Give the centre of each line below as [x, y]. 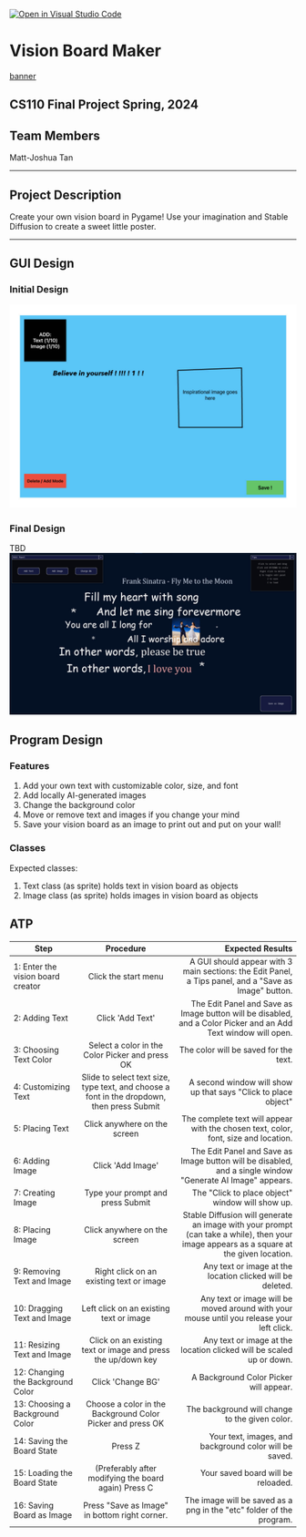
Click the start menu [126, 976]
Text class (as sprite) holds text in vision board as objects [130, 886]
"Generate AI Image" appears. [237, 1180]
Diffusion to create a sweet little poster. [83, 226]
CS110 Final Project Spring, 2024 [104, 105]
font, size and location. [250, 1138]
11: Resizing [37, 1345]
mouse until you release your [239, 1317]
